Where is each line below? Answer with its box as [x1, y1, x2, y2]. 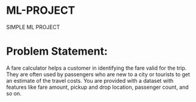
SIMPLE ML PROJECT [6, 23, 60, 31]
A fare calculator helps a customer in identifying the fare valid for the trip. [6, 64, 187, 71]
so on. [6, 89, 22, 97]
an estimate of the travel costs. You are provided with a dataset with [6, 77, 174, 84]
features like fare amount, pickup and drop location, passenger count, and [6, 83, 189, 91]
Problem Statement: [6, 44, 108, 58]
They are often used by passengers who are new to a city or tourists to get [6, 70, 190, 78]
